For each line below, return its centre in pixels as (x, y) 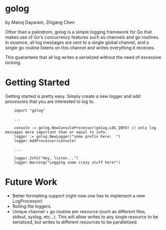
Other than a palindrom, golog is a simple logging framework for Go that (79, 32)
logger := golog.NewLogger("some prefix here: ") (67, 137)
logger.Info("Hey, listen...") (46, 158)
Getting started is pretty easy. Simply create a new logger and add (73, 96)
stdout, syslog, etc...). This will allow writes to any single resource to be (85, 217)
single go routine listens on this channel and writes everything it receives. (80, 47)
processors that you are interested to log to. (50, 101)
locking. (13, 62)
